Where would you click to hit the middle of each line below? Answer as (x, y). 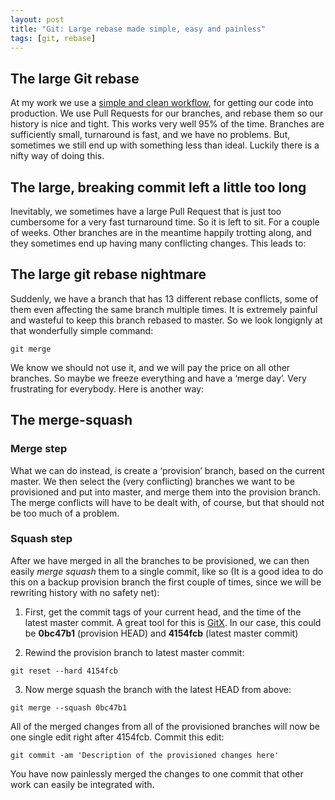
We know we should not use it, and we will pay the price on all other (150, 367)
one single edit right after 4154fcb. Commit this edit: (117, 737)
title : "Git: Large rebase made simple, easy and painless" (138, 29)
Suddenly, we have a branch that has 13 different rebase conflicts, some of (164, 298)
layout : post (37, 19)
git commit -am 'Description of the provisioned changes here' (145, 755)
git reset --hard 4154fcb (64, 671)
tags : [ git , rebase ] (53, 38)
